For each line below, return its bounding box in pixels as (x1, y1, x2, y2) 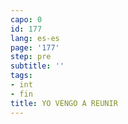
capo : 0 (10, 14, 43, 25)
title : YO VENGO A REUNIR (10, 98, 118, 108)
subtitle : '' (10, 61, 65, 71)
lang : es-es (10, 33, 60, 43)
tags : (10, 71, 33, 81)
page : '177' (10, 42, 60, 53)
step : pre (10, 52, 52, 62)
